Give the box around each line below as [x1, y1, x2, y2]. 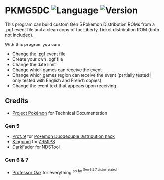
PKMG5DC [5, 5, 50, 16]
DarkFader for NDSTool [12, 144, 60, 150]
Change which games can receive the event [12, 67, 102, 73]
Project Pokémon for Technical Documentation [12, 110, 108, 116]
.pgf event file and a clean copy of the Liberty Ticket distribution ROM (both [5, 26, 160, 32]
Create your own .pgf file [12, 56, 63, 62]
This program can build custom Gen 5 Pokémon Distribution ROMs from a [5, 21, 155, 27]
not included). [5, 32, 34, 38]
